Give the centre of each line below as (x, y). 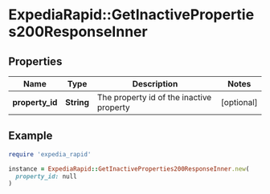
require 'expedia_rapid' (50, 154)
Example (31, 136)
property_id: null (47, 176)
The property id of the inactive (154, 97)
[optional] (239, 102)
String (78, 102)
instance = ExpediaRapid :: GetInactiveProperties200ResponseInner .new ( (129, 169)
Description (155, 84)
